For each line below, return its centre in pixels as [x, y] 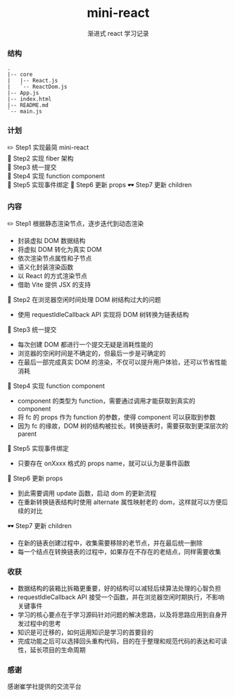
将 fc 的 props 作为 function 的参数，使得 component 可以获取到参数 [116, 417]
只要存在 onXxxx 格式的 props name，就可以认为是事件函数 [104, 463]
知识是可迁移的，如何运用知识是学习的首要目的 [85, 632]
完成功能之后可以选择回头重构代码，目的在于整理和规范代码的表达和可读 [122, 641]
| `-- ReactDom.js [38, 87]
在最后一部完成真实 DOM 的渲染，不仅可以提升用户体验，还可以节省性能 [122, 362]
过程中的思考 [42, 624]
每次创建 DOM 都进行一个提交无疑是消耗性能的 [85, 344]
